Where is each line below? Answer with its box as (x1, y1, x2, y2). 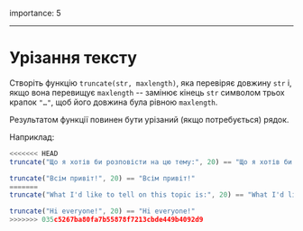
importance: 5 (9, 8, 61, 18)
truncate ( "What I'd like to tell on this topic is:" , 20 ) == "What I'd (9, 190, 284, 199)
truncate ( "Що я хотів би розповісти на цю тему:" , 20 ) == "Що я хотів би (9, 157, 293, 166)
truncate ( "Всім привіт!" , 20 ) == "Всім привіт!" (9, 173, 196, 183)
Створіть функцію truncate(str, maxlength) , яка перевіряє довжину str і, (9, 77, 292, 88)
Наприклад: (9, 131, 55, 143)
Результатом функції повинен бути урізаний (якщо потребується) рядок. (9, 114, 289, 125)
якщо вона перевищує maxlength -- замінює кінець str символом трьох (9, 87, 286, 97)
